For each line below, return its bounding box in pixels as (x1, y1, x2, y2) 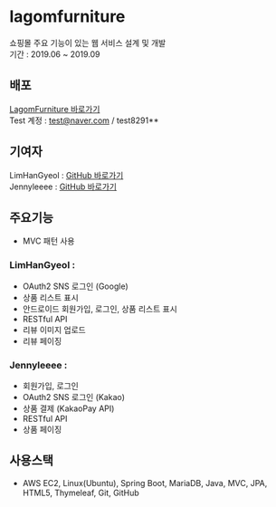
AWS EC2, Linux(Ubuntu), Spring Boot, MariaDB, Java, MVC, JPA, (22, 477, 268, 488)
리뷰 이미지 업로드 (22, 324, 86, 335)
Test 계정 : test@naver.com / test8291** (9, 115, 159, 126)
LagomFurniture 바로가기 (9, 103, 100, 114)
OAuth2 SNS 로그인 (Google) (22, 281, 128, 292)
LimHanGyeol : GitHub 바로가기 (9, 169, 124, 180)
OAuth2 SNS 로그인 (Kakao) (22, 391, 125, 402)
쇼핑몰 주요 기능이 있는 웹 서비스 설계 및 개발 (9, 37, 167, 48)
